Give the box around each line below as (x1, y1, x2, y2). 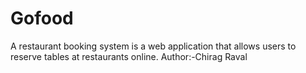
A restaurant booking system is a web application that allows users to (10, 40, 297, 52)
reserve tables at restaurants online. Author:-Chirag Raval (10, 50, 248, 62)
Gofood (10, 7, 74, 30)
